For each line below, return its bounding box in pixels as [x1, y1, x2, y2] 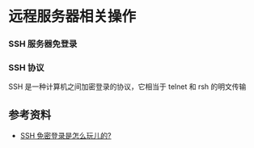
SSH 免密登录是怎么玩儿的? [19, 131, 112, 141]
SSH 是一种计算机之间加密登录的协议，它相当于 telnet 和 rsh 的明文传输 [8, 82, 247, 91]
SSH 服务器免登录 [8, 38, 78, 49]
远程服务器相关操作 [8, 7, 137, 26]
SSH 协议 [8, 62, 44, 74]
